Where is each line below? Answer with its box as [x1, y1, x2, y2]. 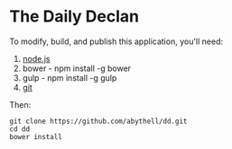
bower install [9, 132, 63, 141]
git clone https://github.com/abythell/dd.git [9, 117, 188, 126]
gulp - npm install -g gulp [22, 72, 117, 83]
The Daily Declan [9, 6, 140, 27]
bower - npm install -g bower [22, 63, 132, 74]
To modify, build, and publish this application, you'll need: [9, 36, 224, 47]
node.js [22, 53, 51, 64]
